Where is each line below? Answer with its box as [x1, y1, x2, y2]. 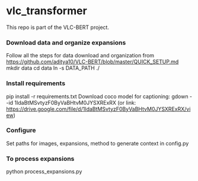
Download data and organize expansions [6, 38, 126, 47]
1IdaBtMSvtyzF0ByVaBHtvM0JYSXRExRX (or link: [14, 99, 136, 106]
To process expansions [6, 154, 75, 163]
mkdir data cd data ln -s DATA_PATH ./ [6, 64, 100, 72]
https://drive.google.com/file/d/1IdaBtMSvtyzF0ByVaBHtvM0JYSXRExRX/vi [6, 105, 191, 112]
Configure [6, 126, 36, 134]
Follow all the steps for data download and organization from [6, 52, 155, 59]
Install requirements [6, 79, 66, 88]
